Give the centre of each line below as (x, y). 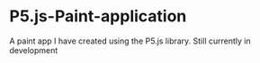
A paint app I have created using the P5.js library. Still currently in (130, 41)
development (34, 50)
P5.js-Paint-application (98, 16)
